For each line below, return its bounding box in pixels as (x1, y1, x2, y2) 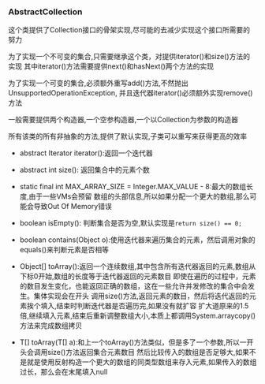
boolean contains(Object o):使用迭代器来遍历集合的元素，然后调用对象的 (19, 235, 256, 244)
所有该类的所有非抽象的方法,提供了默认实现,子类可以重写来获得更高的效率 (8, 132, 248, 141)
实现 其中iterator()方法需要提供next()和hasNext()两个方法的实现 (8, 62, 215, 71)
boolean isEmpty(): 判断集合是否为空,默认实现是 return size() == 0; (19, 218, 242, 228)
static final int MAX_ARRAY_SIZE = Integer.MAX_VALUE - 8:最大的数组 (19, 182, 247, 192)
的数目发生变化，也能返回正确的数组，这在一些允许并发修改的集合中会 (19, 281, 248, 291)
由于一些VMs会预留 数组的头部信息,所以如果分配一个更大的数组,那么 (28, 192, 250, 201)
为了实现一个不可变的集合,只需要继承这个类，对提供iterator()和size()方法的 (8, 52, 251, 62)
